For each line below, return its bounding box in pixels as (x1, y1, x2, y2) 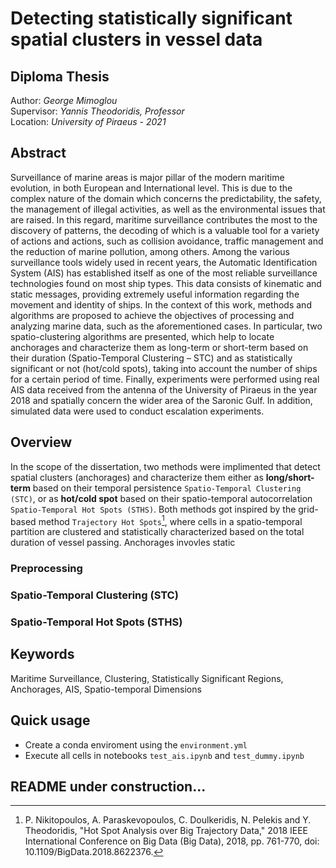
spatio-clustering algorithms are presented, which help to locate (10, 330, 275, 342)
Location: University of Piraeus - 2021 (10, 116, 167, 127)
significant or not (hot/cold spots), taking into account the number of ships (10, 362, 318, 374)
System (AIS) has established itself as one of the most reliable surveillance (10, 267, 318, 279)
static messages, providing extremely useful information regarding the (10, 288, 300, 300)
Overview (10, 434, 73, 451)
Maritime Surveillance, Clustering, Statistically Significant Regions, (10, 672, 284, 684)
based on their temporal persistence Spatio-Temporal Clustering (32, 482, 302, 494)
